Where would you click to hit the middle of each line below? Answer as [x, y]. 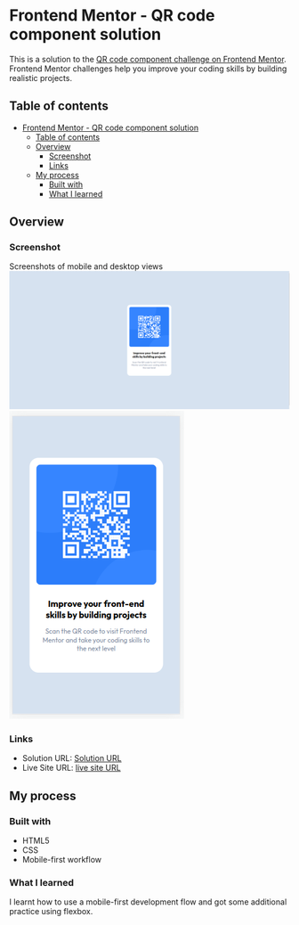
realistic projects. [41, 78]
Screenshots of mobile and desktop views [86, 266]
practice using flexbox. [51, 912]
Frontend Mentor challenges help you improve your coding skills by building [148, 69]
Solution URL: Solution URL [72, 758]
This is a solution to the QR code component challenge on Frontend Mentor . [148, 59]
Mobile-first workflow [62, 859]
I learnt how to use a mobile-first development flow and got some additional [148, 902]
